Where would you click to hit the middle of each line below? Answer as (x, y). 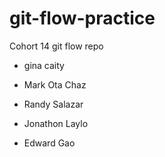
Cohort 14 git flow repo (56, 46)
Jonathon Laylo (56, 123)
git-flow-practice (82, 18)
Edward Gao (49, 143)
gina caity (44, 65)
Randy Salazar (53, 104)
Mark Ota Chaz (55, 84)
